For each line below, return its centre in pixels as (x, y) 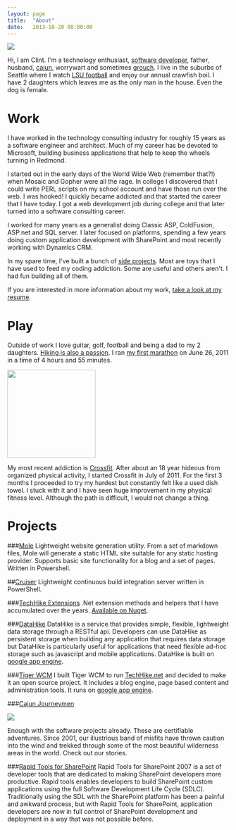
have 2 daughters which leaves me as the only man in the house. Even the (115, 82)
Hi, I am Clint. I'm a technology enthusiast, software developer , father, (108, 60)
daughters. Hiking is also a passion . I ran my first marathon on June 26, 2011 (118, 353)
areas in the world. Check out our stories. (67, 753)
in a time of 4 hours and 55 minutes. (60, 360)
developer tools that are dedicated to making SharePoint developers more (114, 774)
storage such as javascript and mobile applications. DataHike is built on (111, 654)
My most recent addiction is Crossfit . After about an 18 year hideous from (114, 468)
